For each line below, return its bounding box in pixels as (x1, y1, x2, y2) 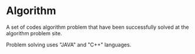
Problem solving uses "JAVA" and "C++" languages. (6, 41, 132, 48)
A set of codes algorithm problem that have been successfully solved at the (6, 23, 189, 31)
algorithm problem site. (6, 29, 62, 36)
